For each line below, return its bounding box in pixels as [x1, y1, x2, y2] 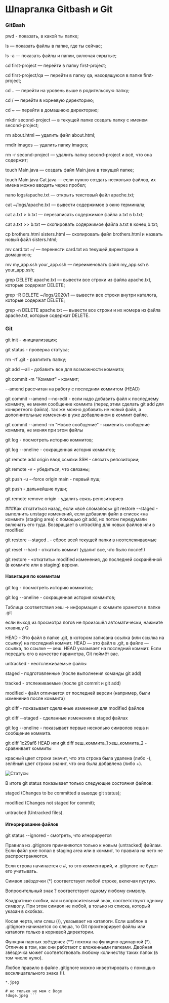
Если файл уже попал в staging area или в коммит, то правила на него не [5, 848, 163, 854]
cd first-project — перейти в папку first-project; [5, 62, 106, 69]
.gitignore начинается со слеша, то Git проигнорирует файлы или [5, 924, 146, 930]
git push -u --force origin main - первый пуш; [5, 476, 101, 482]
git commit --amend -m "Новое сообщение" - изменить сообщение [5, 421, 150, 427]
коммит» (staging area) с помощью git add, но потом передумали [5, 516, 147, 522]
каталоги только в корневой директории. [5, 929, 95, 935]
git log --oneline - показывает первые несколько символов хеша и [5, 725, 149, 731]
